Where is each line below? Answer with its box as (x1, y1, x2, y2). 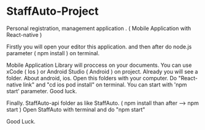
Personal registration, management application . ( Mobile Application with (6, 25, 192, 32)
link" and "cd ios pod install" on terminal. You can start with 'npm (23, 81, 187, 88)
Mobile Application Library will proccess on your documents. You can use (6, 61, 192, 69)
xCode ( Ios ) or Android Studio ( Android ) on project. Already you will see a (6, 67, 198, 75)
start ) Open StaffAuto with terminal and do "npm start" (6, 105, 146, 113)
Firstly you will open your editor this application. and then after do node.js (6, 43, 192, 50)
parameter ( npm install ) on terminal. (6, 49, 100, 56)
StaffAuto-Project (6, 4, 99, 18)
